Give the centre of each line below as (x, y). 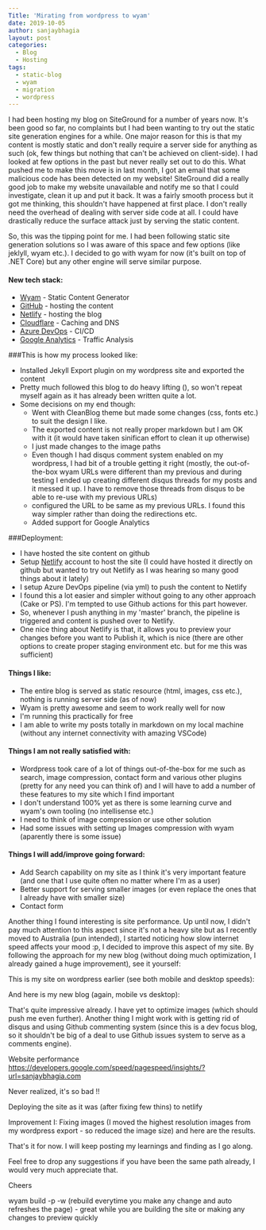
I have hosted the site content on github (85, 553)
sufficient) (37, 655)
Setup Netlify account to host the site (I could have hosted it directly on (136, 562)
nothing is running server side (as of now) (88, 699)
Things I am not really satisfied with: (69, 751)
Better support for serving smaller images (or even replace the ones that (138, 889)
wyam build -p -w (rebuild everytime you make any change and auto (120, 1201)
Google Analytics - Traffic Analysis (76, 340)
